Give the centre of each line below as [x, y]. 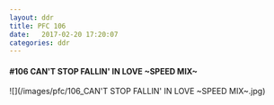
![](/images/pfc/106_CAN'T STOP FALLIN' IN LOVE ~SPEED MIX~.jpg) [137, 92]
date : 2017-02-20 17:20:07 [64, 34]
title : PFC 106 [38, 26]
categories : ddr [40, 43]
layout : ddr [31, 17]
